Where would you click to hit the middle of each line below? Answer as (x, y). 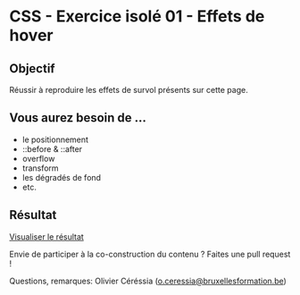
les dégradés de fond (61, 177)
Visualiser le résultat (47, 236)
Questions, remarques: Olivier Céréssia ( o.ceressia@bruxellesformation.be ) (148, 281)
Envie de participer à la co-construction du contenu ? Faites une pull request (150, 254)
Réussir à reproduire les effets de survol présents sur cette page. (129, 90)
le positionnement (55, 139)
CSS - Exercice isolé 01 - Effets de (137, 17)
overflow (38, 158)
